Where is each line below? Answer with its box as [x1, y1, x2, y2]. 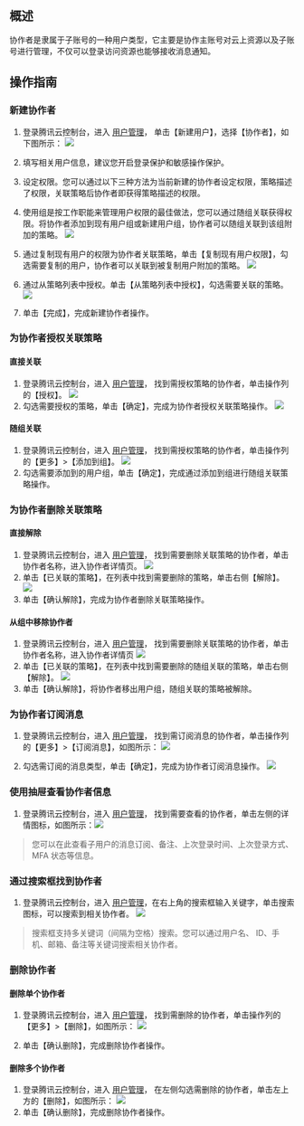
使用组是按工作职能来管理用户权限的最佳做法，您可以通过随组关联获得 [22, 206, 285, 217]
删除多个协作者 [9, 1062, 65, 1074]
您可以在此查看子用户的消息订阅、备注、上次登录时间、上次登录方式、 [31, 838, 294, 849]
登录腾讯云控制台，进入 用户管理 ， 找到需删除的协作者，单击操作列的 [22, 1009, 281, 1020]
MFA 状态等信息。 [31, 849, 100, 861]
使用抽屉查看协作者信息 [9, 786, 111, 799]
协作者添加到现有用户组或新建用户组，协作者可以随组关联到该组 [46, 218, 285, 229]
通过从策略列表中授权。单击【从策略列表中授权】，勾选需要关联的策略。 [22, 279, 289, 289]
